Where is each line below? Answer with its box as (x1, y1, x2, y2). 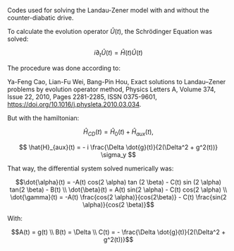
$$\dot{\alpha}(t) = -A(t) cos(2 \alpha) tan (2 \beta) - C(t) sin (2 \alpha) (15, 177, 222, 186)
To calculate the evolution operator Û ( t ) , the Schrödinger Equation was (7, 28, 213, 35)
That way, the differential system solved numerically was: (7, 164, 174, 173)
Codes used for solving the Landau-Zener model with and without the (7, 6, 209, 14)
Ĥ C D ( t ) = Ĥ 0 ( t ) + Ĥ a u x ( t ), (83, 127, 154, 137)
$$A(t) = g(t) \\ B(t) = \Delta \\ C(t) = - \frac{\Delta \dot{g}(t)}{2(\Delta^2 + (11, 228, 226, 236)
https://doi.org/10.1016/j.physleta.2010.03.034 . (7, 100, 142, 108)
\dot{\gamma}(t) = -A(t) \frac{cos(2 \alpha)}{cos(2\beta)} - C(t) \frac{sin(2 (10, 192, 227, 201)
